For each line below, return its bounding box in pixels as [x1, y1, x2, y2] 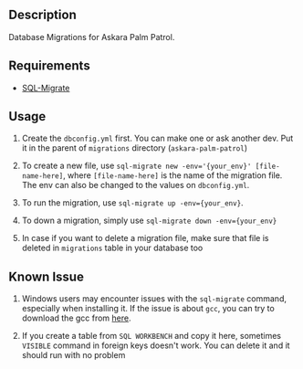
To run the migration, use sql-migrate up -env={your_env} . [21, 197, 244, 208]
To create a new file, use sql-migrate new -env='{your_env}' [21, 160, 252, 172]
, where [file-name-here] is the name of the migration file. [62, 170, 283, 181]
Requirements [8, 58, 90, 74]
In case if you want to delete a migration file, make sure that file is [21, 233, 269, 244]
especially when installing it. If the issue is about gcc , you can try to [21, 303, 275, 314]
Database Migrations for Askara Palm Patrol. [8, 31, 175, 42]
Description [8, 7, 77, 23]
